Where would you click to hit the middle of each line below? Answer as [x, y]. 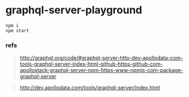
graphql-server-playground [74, 10]
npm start [17, 30]
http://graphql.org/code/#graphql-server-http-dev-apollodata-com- [101, 58]
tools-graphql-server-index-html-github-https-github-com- [91, 64]
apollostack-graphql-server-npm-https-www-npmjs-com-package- [101, 70]
